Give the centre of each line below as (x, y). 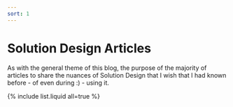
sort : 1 (19, 14)
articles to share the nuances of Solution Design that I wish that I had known (117, 75)
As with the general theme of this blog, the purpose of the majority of (107, 68)
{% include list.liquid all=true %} (54, 96)
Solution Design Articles (79, 48)
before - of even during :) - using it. (58, 83)
